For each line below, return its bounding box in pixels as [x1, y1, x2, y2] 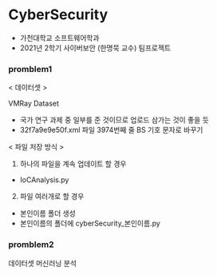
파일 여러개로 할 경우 [19, 192, 85, 201]
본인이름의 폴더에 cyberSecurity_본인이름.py [19, 218, 161, 229]
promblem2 [8, 239, 54, 250]
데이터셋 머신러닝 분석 [8, 258, 77, 268]
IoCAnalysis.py [19, 175, 69, 185]
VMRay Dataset [8, 98, 60, 109]
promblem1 [8, 63, 53, 74]
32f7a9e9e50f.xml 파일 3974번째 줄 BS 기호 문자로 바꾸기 [19, 126, 203, 135]
